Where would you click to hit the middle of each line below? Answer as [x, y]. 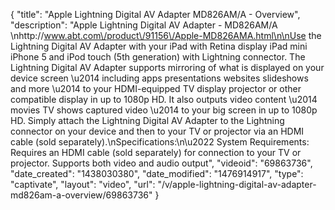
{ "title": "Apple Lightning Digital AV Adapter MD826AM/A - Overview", [155, 14]
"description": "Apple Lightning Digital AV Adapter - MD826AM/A [144, 25]
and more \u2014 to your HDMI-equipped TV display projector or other [156, 88]
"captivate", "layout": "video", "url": [83, 184]
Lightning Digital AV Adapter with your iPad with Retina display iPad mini [159, 46]
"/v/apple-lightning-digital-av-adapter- [237, 184]
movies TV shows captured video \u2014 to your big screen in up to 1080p [164, 110]
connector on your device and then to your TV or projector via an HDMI [157, 131]
